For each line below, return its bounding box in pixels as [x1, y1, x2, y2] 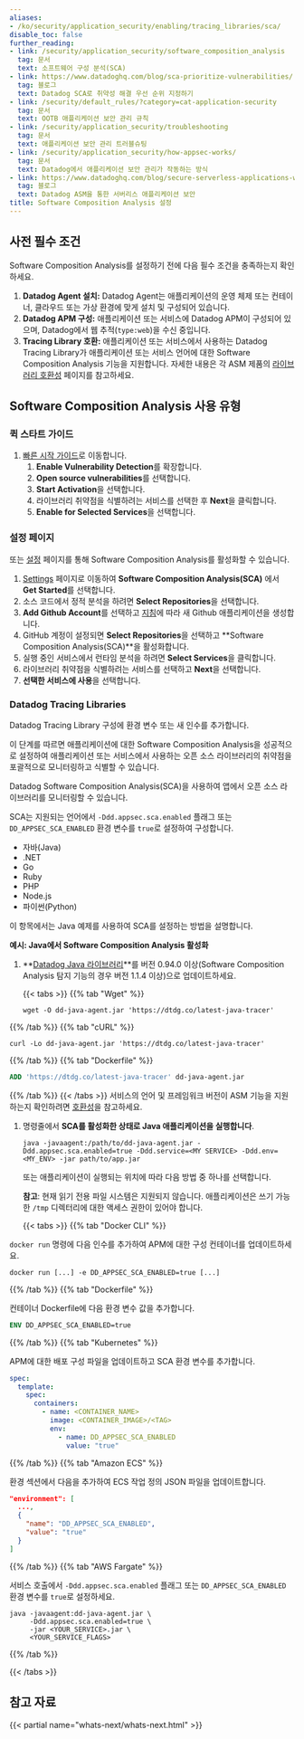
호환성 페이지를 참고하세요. [39, 369, 134, 380]
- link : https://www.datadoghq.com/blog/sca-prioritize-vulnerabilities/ [9, 72, 294, 81]
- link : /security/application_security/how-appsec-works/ [9, 147, 237, 157]
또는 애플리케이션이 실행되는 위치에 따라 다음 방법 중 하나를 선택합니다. [22, 1171, 271, 1182]
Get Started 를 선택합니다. [22, 584, 116, 595]
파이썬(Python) [22, 901, 78, 912]
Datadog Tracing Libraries [9, 698, 127, 710]
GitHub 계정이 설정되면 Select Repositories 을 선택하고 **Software [22, 630, 264, 641]
